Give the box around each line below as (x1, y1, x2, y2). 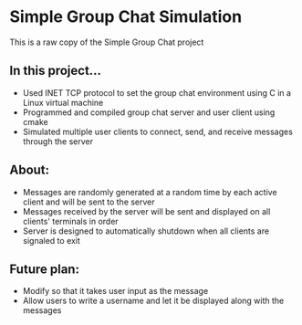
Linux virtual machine (22, 97, 104, 108)
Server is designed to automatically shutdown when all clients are (22, 225, 270, 236)
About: (9, 162, 50, 178)
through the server (22, 135, 94, 147)
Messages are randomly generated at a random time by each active (22, 186, 277, 197)
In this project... (9, 63, 102, 79)
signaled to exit (22, 235, 80, 246)
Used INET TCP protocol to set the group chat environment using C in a (22, 87, 292, 98)
